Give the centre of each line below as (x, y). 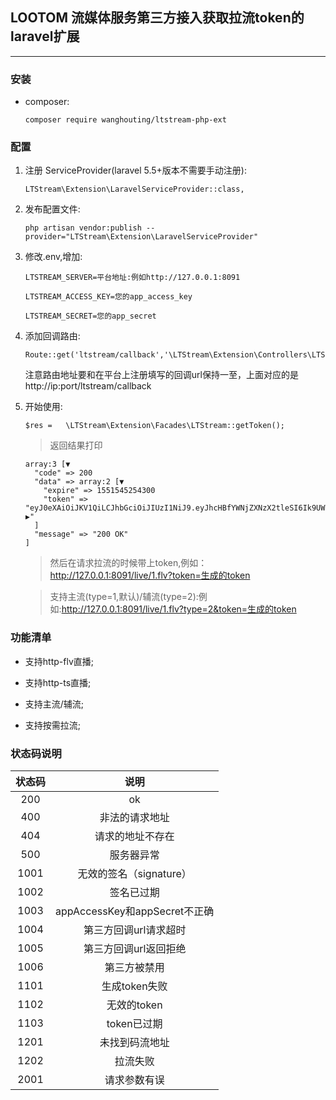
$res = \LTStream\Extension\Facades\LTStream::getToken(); (155, 426)
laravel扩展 (45, 36)
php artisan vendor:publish (83, 228)
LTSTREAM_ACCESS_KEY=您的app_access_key (108, 297)
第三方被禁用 (134, 967)
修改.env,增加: (53, 257)
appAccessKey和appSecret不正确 (135, 911)
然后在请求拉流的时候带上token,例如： (128, 563)
